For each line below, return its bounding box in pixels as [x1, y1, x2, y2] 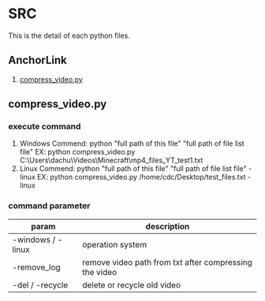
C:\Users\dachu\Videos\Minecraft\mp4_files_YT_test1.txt [19, 155, 203, 165]
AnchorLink [8, 54, 67, 67]
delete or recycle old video [82, 279, 181, 290]
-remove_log [12, 262, 61, 273]
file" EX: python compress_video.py [19, 147, 136, 157]
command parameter [8, 200, 91, 211]
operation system [82, 239, 147, 250]
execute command [8, 121, 81, 132]
